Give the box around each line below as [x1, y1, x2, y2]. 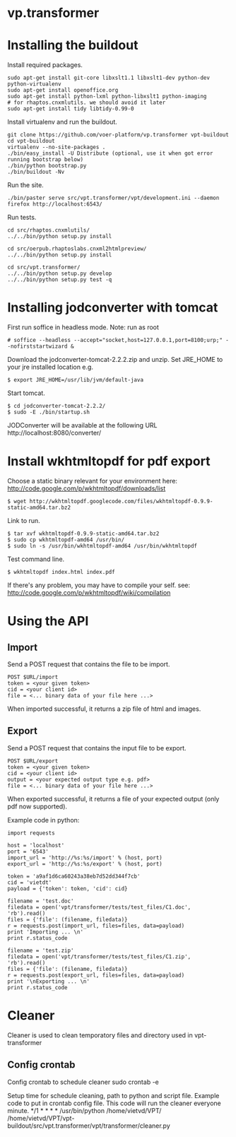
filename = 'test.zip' [7, 947, 74, 954]
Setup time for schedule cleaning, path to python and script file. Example [7, 1091, 220, 1100]
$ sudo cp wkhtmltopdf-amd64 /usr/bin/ [7, 536, 125, 543]
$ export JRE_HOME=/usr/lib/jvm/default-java [7, 377, 143, 384]
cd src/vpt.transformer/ [7, 264, 81, 271]
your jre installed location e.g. [7, 363, 94, 372]
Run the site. [7, 181, 44, 189]
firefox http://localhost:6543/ [7, 201, 102, 208]
